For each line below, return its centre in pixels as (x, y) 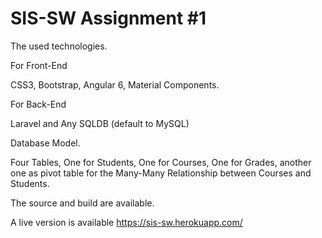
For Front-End (39, 65)
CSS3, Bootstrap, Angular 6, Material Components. (115, 84)
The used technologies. (59, 46)
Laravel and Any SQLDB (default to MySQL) (100, 123)
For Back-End (38, 104)
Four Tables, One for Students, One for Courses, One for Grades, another (161, 162)
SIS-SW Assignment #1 (108, 18)
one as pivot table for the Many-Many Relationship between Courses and (161, 173)
